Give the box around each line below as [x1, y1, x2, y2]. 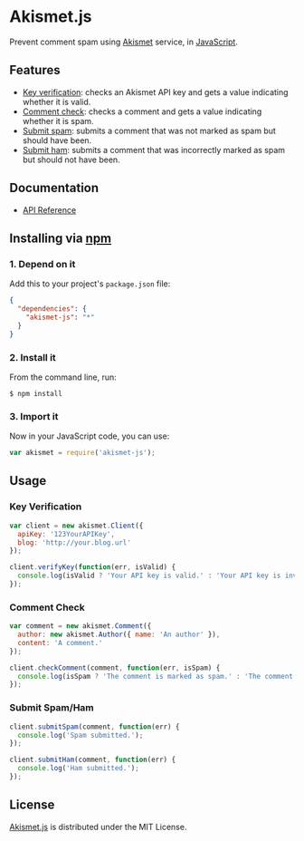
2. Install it [9, 351, 56, 363]
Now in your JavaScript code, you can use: [9, 430, 170, 441]
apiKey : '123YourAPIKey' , [17, 529, 116, 538]
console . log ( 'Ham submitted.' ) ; [17, 764, 140, 773]
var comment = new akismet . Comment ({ [9, 622, 152, 631]
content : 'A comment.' [17, 638, 103, 647]
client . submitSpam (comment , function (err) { [9, 722, 180, 731]
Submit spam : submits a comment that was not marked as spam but [22, 125, 276, 136]
